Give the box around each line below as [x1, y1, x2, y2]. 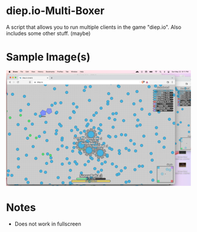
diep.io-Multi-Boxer [6, 4, 105, 18]
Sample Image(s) [6, 51, 91, 64]
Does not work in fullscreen [14, 220, 81, 227]
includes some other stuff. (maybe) [6, 29, 91, 36]
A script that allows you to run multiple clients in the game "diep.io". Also [6, 23, 182, 31]
